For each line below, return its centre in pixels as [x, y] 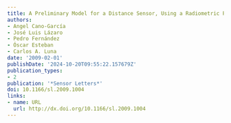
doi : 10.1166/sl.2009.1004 [46, 90]
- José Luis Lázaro [35, 32]
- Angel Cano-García [37, 26]
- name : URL [24, 102]
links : [16, 96]
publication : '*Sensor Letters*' [55, 83]
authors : [20, 20]
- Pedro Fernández [33, 39]
